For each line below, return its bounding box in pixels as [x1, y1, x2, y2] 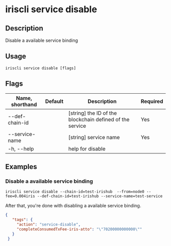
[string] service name [68, 133, 120, 141]
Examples [5, 162, 37, 171]
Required [140, 98, 163, 105]
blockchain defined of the [68, 116, 130, 123]
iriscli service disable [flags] [5, 65, 76, 71]
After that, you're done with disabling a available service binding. [5, 203, 141, 209]
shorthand [11, 101, 37, 108]
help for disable [68, 145, 106, 152]
